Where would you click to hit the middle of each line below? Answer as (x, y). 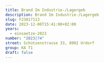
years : (12, 29)
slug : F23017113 (22, 19)
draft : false (19, 52)
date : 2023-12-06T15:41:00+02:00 (41, 24)
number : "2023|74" (25, 39)
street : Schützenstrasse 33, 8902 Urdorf (50, 43)
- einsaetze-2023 (28, 34)
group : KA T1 (19, 48)
